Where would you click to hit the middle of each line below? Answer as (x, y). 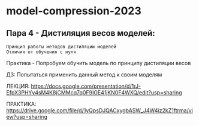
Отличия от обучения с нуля (41, 52)
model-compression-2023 (74, 11)
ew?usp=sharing (27, 117)
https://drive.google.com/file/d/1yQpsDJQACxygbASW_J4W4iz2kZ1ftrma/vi (99, 110)
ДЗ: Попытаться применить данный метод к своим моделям (84, 75)
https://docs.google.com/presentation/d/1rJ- (86, 86)
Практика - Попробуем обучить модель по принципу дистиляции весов (99, 63)
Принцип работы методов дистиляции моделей (61, 47)
